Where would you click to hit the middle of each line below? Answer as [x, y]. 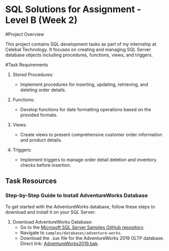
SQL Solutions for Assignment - [73, 9]
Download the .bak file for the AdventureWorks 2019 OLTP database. [92, 238]
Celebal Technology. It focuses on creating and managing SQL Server [78, 49]
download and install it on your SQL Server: [50, 212]
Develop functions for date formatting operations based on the [86, 109]
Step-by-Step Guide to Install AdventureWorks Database [77, 196]
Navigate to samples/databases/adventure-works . [71, 233]
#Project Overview [25, 34]
